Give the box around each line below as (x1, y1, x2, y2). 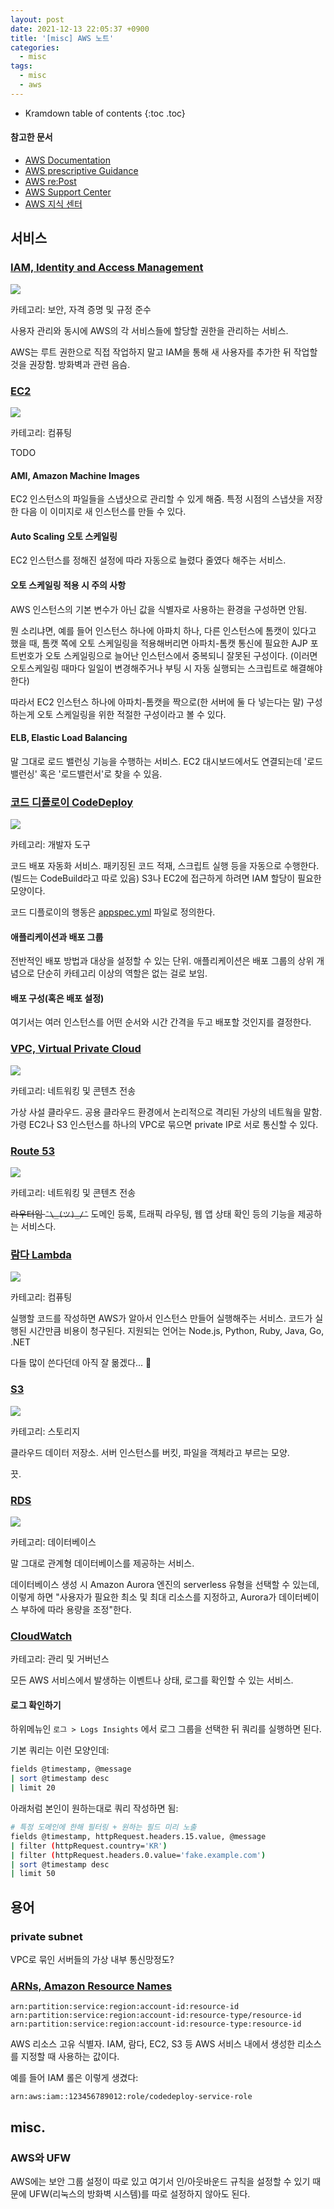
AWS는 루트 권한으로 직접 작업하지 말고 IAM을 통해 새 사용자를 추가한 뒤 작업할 (10, 346, 318, 358)
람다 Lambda (10, 1247, 72, 1261)
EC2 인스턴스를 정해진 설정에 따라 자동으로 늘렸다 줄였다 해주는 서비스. (10, 554, 287, 566)
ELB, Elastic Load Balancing (10, 732, 128, 744)
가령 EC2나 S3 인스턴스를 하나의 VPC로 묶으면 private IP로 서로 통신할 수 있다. (10, 1118, 319, 1130)
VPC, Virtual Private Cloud (10, 1042, 142, 1056)
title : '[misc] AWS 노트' (10, 33, 115, 43)
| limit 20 (10, 1783, 56, 1793)
